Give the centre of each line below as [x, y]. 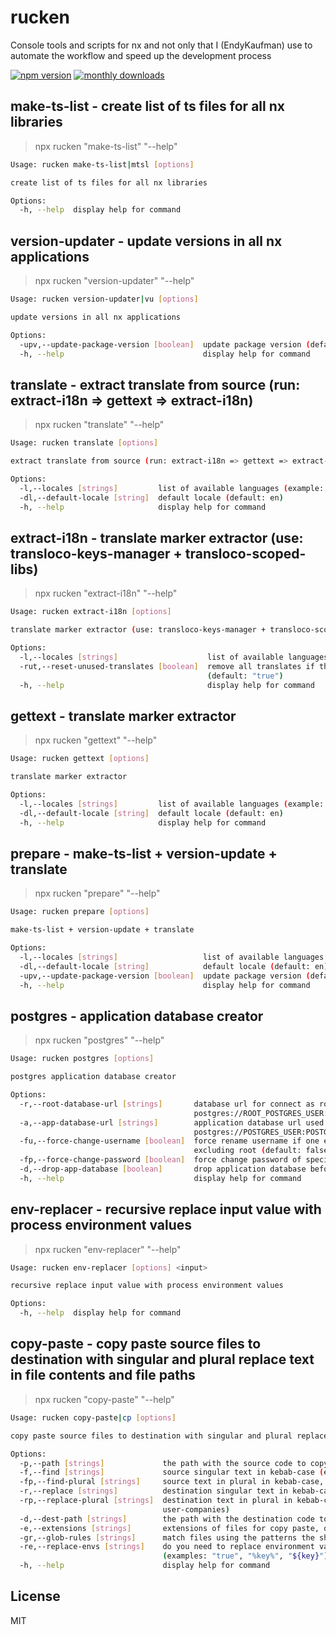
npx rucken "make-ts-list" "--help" [106, 146]
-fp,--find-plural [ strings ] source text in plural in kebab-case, [172, 1482]
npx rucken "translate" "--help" [99, 425]
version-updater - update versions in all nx [146, 241]
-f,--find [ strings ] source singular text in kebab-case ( [172, 1472]
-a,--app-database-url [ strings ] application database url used [172, 1122]
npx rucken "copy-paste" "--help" [104, 1399]
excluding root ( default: [247, 1151]
